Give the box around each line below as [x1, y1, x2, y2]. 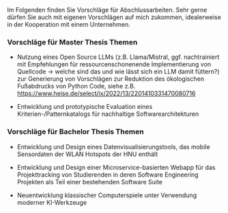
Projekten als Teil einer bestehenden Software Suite [16, 177, 162, 186]
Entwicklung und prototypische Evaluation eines [16, 103, 153, 111]
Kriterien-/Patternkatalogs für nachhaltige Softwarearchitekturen [16, 110, 199, 118]
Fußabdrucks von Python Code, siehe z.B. [16, 82, 136, 90]
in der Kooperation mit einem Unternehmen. [7, 21, 131, 28]
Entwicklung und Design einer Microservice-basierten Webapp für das [16, 163, 216, 171]
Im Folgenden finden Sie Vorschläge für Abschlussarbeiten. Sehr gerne [7, 6, 208, 14]
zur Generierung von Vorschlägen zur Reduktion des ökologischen [16, 75, 205, 83]
